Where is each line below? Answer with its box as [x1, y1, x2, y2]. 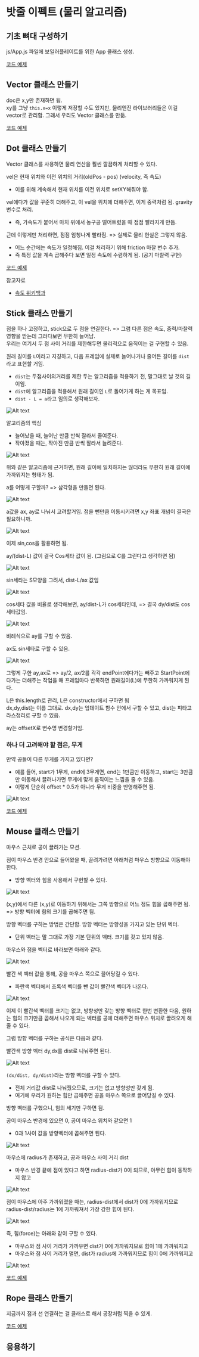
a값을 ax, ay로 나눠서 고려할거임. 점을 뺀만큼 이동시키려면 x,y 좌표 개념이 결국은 [6, 508, 192, 516]
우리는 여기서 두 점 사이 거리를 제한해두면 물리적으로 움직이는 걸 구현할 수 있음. [6, 340, 189, 347]
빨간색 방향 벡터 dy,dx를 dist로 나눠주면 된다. [6, 1047, 111, 1054]
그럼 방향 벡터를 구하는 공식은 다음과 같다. [6, 1035, 103, 1042]
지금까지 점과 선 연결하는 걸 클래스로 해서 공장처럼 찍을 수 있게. [6, 1310, 153, 1317]
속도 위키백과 [14, 289, 46, 296]
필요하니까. [6, 516, 32, 523]
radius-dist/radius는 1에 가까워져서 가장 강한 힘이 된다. [6, 1205, 135, 1213]
